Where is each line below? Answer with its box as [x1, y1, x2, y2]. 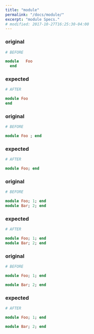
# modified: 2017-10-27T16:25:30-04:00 [5, 21, 89, 27]
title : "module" [5, 7, 39, 13]
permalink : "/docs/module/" [5, 12, 65, 17]
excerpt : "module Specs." [5, 17, 60, 22]
